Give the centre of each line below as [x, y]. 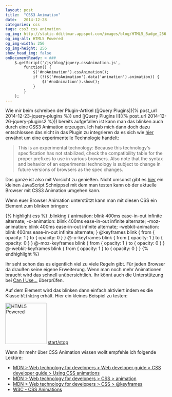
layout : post [19, 10]
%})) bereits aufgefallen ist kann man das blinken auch [105, 122]
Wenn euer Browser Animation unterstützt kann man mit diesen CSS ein [81, 200]
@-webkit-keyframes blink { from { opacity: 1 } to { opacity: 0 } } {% [77, 249]
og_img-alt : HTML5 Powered [34, 39]
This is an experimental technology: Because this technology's [84, 148]
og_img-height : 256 [26, 48]
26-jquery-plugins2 [26, 122]
